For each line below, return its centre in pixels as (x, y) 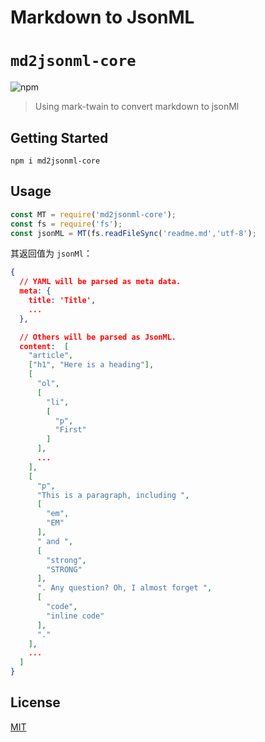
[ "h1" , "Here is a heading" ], (91, 365)
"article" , (51, 356)
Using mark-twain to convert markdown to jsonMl (137, 107)
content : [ (44, 346)
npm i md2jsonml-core (55, 161)
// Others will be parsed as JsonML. (98, 337)
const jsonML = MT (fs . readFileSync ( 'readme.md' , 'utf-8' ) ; (133, 233)
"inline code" (75, 616)
